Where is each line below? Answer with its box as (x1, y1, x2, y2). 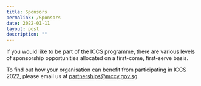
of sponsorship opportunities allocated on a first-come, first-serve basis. (6, 55, 188, 62)
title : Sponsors (6, 8, 47, 15)
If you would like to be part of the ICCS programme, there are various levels (6, 48, 196, 55)
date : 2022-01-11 (6, 20, 50, 26)
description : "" (6, 31, 47, 38)
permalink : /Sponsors (6, 15, 61, 21)
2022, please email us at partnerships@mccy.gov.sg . (6, 73, 140, 80)
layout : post (6, 25, 39, 32)
